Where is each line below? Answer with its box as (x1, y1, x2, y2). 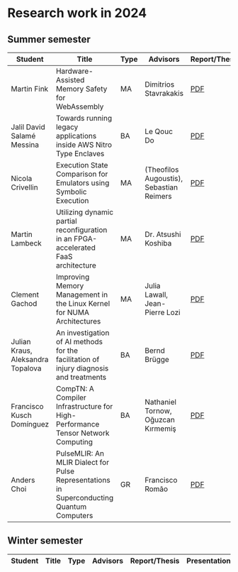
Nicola (11, 174, 33, 183)
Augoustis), (144, 174, 183, 183)
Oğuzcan (144, 415, 176, 424)
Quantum (55, 502, 87, 512)
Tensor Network (55, 428, 110, 438)
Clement (11, 290, 39, 299)
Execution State (55, 160, 108, 170)
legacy (55, 122, 79, 132)
